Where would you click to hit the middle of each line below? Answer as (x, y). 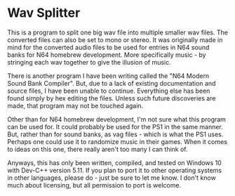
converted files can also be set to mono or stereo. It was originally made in (115, 39)
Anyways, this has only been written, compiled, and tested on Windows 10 (115, 162)
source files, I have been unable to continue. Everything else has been (109, 91)
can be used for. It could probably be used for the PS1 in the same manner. (115, 126)
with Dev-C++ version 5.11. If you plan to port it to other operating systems (115, 170)
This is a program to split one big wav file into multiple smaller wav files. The (117, 32)
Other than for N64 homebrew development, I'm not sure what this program (117, 119)
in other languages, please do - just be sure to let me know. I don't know (112, 178)
